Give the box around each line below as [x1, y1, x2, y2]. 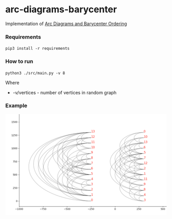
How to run [5, 58, 33, 65]
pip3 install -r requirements [5, 46, 70, 51]
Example [5, 102, 28, 109]
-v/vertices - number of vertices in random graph [12, 89, 117, 95]
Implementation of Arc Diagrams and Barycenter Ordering [5, 21, 127, 27]
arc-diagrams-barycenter [5, 4, 117, 15]
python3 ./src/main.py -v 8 [5, 70, 66, 75]
